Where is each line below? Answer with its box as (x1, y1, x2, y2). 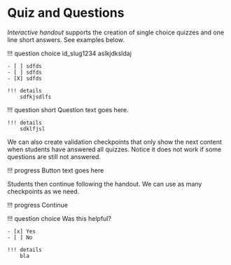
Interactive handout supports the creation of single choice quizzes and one (7, 28, 225, 36)
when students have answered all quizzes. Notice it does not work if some (7, 145, 222, 154)
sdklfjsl (20, 125, 45, 132)
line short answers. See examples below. (7, 35, 125, 43)
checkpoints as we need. (7, 187, 80, 196)
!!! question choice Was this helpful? (7, 214, 112, 222)
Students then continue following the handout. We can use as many (7, 179, 202, 188)
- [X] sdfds (7, 75, 42, 82)
